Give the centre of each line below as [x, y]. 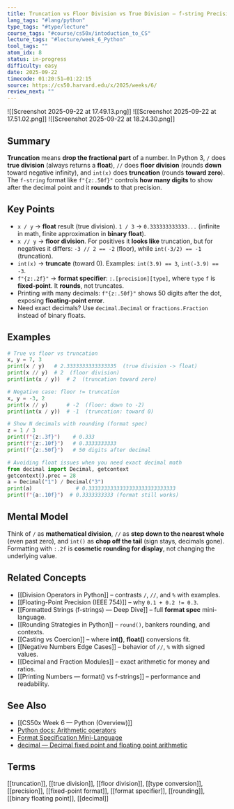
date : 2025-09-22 [32, 72]
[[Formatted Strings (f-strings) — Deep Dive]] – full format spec [109, 609]
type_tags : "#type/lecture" [48, 27]
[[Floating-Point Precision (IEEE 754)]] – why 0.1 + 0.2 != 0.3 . [108, 602]
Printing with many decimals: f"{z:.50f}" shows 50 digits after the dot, [119, 293]
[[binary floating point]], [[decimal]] [58, 799]
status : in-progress [37, 59]
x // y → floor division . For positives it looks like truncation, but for [115, 241]
